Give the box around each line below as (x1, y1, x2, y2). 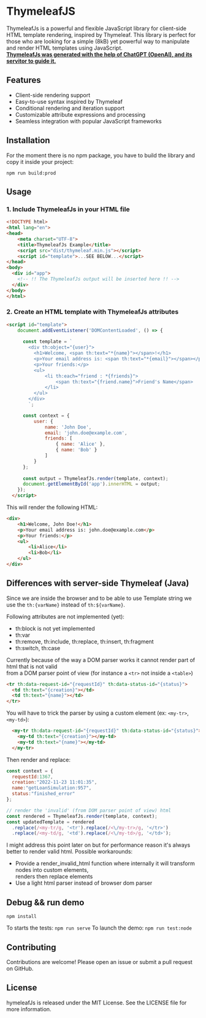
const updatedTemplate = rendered (6, 818, 95, 825)
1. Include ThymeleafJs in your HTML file (6, 204, 130, 213)
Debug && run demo (6, 897, 85, 907)
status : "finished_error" (12, 791, 75, 797)
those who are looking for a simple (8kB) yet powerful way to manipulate (6, 37, 190, 45)
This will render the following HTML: (6, 503, 98, 511)
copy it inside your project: (6, 158, 74, 165)
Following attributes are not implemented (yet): (6, 613, 124, 620)
